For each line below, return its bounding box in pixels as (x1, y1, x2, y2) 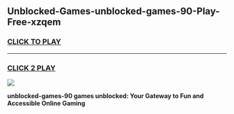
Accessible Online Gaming (7, 99, 86, 107)
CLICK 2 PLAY (7, 63, 56, 73)
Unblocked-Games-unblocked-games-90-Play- (7, 6, 220, 17)
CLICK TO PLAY (7, 37, 61, 47)
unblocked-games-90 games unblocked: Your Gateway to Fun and (7, 91, 204, 99)
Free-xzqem (7, 17, 61, 28)
